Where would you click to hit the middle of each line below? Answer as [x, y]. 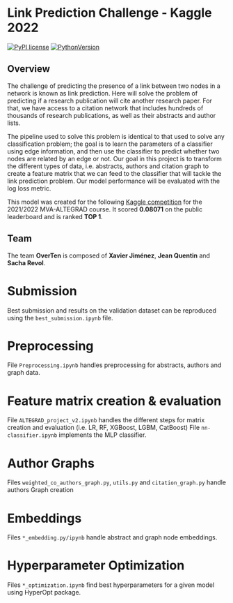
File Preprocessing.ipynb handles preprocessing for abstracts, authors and [114, 365]
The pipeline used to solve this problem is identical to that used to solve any [116, 136]
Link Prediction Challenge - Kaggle [110, 13]
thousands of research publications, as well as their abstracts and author [112, 115]
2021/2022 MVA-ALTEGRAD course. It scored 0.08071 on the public [105, 209]
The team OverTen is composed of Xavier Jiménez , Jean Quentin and [109, 255]
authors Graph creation [41, 490]
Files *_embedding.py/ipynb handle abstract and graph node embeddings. [112, 537]
